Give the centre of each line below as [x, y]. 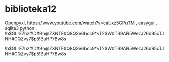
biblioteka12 [31, 9]
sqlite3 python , [21, 28]
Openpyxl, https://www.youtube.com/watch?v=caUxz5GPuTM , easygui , [81, 23]
